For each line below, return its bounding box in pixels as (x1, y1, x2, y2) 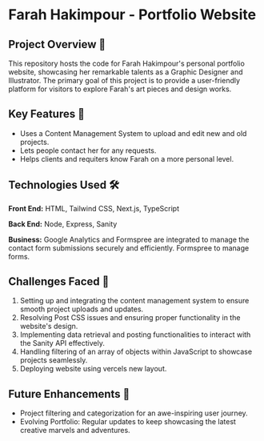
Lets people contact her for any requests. (19, 146, 157, 155)
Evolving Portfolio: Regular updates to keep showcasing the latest (19, 417, 236, 427)
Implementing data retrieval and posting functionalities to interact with (19, 330, 251, 339)
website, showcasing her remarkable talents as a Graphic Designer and (8, 67, 243, 77)
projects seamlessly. (19, 355, 88, 365)
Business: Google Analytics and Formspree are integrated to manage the (8, 235, 250, 244)
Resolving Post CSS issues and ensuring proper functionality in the (19, 313, 241, 323)
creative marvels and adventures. (19, 426, 130, 435)
